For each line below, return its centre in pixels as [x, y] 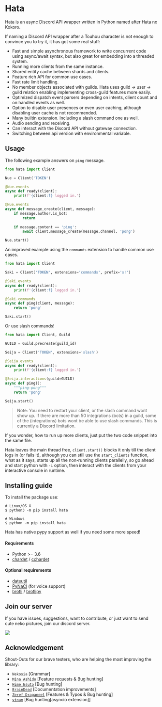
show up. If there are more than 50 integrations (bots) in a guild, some [87, 416]
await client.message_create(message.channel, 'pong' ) [79, 232]
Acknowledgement [34, 648]
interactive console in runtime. [35, 470]
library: [12, 664]
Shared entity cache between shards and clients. [61, 71]
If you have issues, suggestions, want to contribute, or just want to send [77, 618]
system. [20, 61]
